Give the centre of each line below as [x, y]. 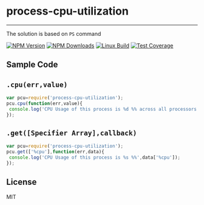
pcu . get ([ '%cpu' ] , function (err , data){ [55, 152]
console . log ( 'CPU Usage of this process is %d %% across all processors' [104, 109]
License [22, 182]
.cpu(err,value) [37, 85]
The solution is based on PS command [54, 33]
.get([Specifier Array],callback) [72, 133]
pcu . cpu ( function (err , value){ [45, 104]
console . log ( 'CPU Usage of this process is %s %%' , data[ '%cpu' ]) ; [95, 158]
